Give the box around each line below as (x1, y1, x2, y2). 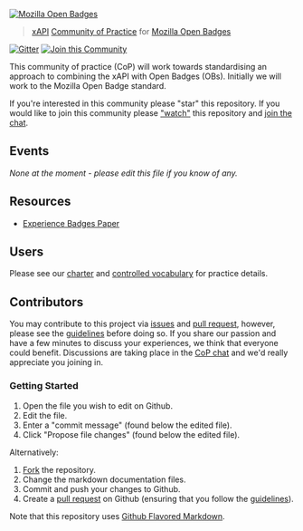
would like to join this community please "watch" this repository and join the (9, 108, 292, 118)
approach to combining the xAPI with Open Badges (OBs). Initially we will (9, 71, 282, 82)
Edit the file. (22, 410, 68, 420)
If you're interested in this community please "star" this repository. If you (9, 98, 280, 109)
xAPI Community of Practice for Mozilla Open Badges (31, 26, 232, 36)
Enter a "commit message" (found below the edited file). (22, 420, 232, 430)
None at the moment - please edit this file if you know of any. (9, 168, 238, 179)
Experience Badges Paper (22, 217, 120, 228)
